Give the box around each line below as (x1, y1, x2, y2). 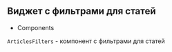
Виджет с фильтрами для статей (7, 5, 157, 17)
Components (17, 23, 55, 31)
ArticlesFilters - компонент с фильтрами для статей (7, 37, 166, 45)
